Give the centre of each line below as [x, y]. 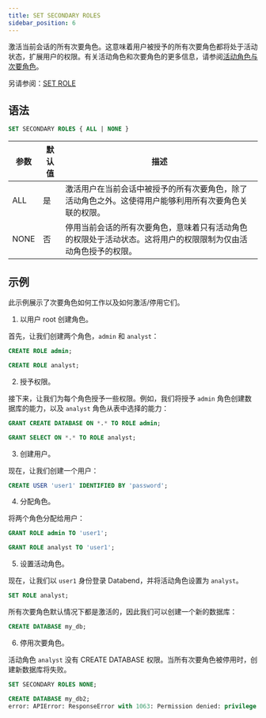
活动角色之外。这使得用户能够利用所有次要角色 [152, 201]
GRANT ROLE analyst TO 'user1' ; [61, 548]
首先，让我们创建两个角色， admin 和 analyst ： [84, 336]
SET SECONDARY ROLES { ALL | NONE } [68, 129]
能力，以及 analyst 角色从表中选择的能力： [99, 408]
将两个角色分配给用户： [46, 519]
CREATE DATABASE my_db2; [49, 699]
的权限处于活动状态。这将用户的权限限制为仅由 [152, 240]
